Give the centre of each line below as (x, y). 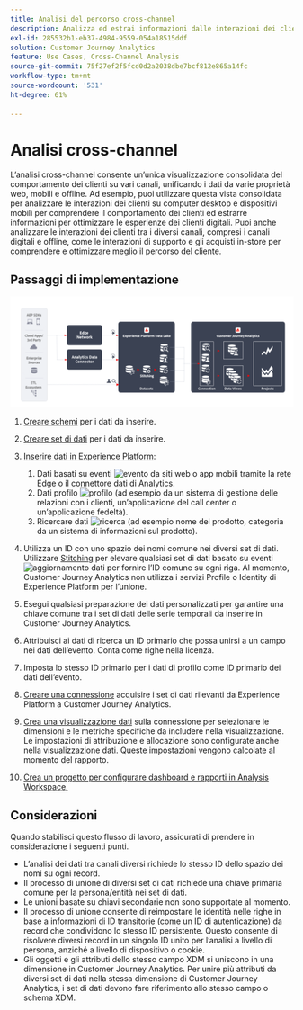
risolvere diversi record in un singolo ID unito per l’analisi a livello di (147, 940)
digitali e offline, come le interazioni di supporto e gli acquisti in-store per (146, 242)
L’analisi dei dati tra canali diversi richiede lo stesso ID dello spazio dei (153, 863)
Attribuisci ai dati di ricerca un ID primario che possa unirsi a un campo (154, 641)
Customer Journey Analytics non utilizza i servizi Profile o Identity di (150, 577)
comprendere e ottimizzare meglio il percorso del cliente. (116, 251)
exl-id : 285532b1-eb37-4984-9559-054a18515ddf (99, 38)
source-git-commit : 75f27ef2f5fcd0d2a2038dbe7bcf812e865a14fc (129, 67)
